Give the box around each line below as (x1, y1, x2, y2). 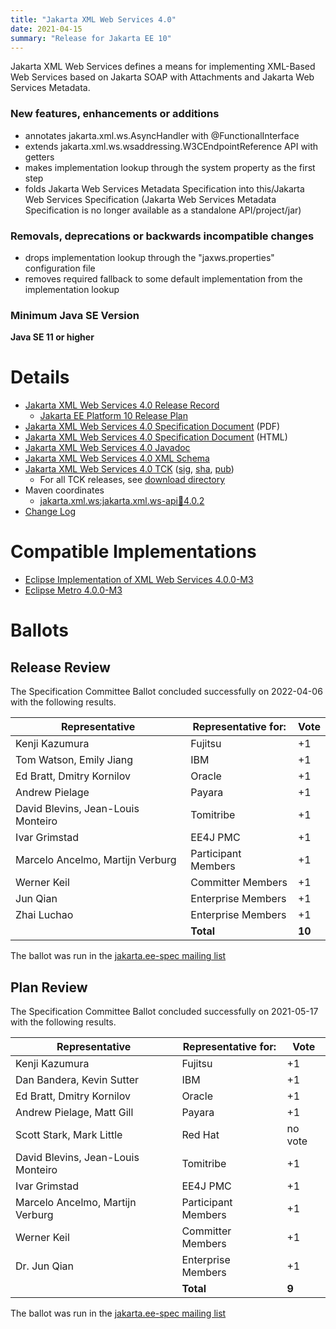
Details (10, 366, 70, 389)
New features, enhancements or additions (10, 107, 220, 121)
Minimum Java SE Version (10, 308, 140, 322)
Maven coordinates (24, 484, 105, 496)
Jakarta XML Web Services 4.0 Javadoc (24, 442, 191, 454)
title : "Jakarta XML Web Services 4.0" (10, 14, 177, 25)
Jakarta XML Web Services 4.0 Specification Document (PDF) (24, 421, 281, 433)
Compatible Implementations (10, 541, 257, 563)
